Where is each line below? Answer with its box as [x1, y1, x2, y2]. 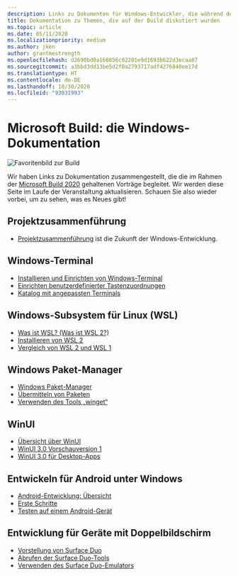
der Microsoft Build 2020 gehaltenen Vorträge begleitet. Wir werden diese [7, 180, 224, 189]
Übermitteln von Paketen [17, 390, 91, 399]
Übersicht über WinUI [17, 437, 81, 445]
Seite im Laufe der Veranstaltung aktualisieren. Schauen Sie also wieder [7, 187, 217, 196]
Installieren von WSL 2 [17, 336, 84, 344]
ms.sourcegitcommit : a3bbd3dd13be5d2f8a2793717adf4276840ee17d [7, 63, 198, 70]
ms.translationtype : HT [7, 70, 78, 77]
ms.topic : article [7, 23, 62, 31]
